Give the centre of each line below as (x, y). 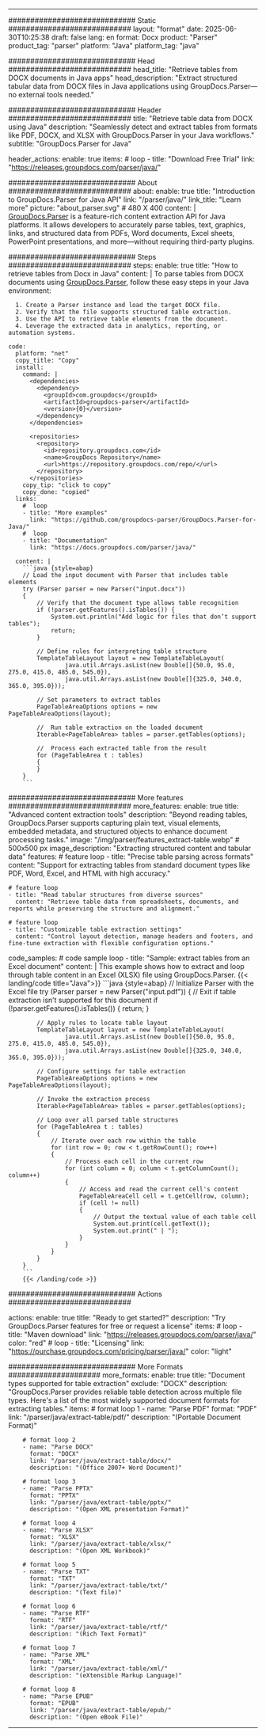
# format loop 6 (49, 1606)
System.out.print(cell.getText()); (152, 1224)
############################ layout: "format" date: (106, 29)
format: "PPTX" (54, 1495)
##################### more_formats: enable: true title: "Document (127, 1375)
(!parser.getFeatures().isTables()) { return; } (79, 1009)
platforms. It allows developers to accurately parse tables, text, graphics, (127, 225)
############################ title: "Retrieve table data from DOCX (131, 118)
